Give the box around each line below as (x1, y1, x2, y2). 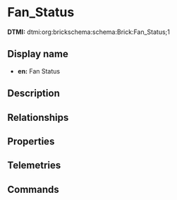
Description (7, 88, 60, 100)
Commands (7, 183, 60, 195)
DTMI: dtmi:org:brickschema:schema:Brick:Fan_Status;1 (7, 28, 171, 36)
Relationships (7, 111, 69, 124)
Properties (7, 135, 55, 147)
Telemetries (7, 160, 61, 172)
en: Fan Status (17, 66, 61, 75)
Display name (7, 48, 68, 60)
